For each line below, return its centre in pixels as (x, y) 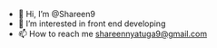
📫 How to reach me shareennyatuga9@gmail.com (112, 34)
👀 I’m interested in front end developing (92, 24)
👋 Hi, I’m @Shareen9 (56, 14)
